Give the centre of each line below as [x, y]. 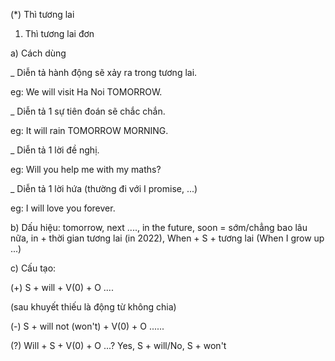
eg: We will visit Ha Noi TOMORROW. [86, 92]
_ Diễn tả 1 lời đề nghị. [55, 150]
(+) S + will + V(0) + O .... [62, 287]
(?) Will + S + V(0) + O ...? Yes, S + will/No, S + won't [118, 345]
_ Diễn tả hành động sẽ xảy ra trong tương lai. [104, 72]
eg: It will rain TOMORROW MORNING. [89, 130]
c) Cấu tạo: [33, 268]
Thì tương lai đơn [59, 33]
